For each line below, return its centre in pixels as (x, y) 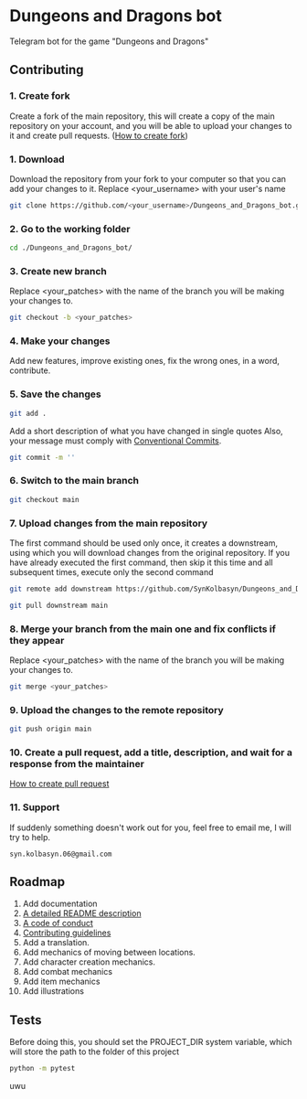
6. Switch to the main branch (74, 481)
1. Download (37, 159)
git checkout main (44, 499)
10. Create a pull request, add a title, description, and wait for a (151, 752)
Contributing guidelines (67, 933)
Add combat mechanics (67, 972)
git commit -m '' (42, 457)
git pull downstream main (58, 605)
